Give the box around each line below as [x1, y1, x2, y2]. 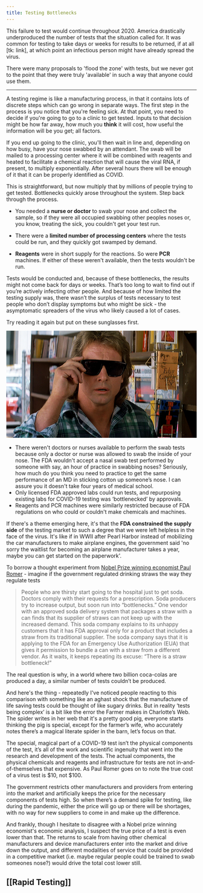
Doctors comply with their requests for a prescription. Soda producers [21, 595, 196, 602]
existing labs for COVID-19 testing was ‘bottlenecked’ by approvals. [14, 495, 183, 503]
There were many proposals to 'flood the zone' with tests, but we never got [6, 64, 193, 72]
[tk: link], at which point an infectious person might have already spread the [6, 46, 195, 54]
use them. [6, 77, 31, 85]
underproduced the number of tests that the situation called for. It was [6, 33, 181, 41]
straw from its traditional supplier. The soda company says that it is [21, 633, 188, 641]
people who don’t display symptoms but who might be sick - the [6, 300, 166, 308]
